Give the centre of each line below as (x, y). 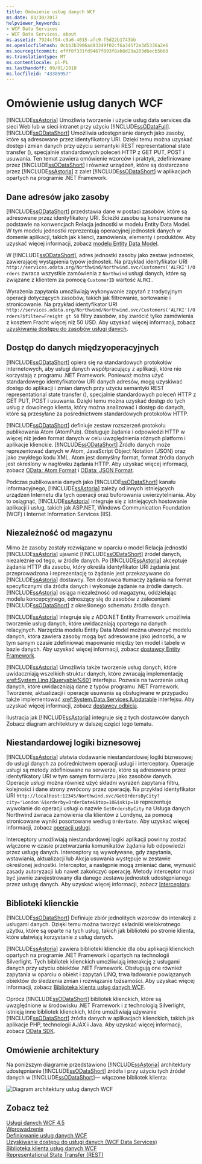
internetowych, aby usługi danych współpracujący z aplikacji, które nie (94, 368)
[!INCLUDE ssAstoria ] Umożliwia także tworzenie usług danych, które (91, 667)
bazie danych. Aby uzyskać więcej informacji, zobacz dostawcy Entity (93, 649)
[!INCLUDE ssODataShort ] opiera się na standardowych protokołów (89, 362)
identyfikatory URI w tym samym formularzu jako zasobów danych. (90, 776)
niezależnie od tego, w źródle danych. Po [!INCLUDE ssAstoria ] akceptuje (97, 560)
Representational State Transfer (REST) (55, 1154)
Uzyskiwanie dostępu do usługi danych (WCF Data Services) (82, 1142)
